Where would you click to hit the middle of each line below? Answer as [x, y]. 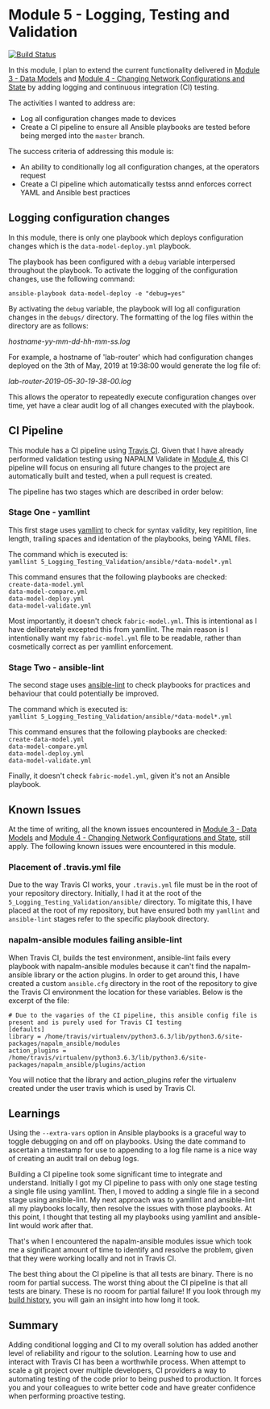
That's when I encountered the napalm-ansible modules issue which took [130, 1241]
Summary [33, 1325]
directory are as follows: [48, 325]
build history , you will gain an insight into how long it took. [104, 1300]
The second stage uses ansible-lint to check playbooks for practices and [129, 685]
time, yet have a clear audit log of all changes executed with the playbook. [132, 405]
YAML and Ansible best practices [75, 192]
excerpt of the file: [39, 1000]
